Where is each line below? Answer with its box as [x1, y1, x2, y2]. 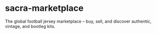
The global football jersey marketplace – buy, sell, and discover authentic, [5, 18, 152, 24]
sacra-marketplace [5, 3, 84, 14]
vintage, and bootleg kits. [5, 23, 56, 29]
